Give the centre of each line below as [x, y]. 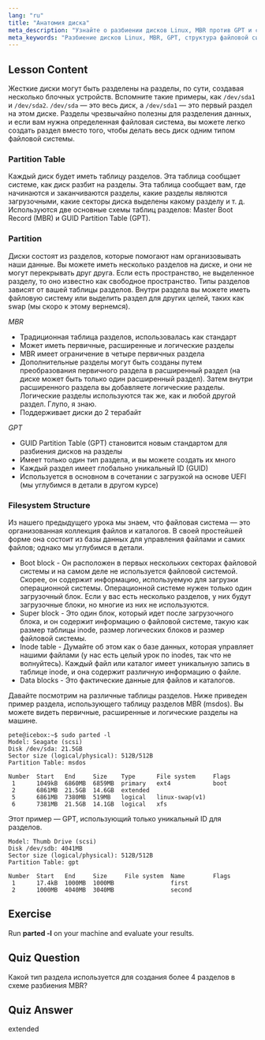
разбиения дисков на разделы [71, 451]
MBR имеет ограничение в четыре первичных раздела [112, 354]
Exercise [30, 914]
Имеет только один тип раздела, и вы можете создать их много [128, 459]
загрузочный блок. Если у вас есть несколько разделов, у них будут [135, 596]
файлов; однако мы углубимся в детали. [76, 547]
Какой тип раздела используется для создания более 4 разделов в [121, 977]
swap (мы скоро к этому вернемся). [69, 306]
